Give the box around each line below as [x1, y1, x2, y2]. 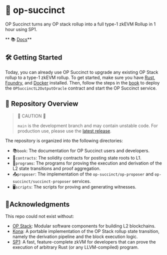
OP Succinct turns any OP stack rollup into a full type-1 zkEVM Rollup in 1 [5, 21, 156, 27]
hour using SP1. [5, 26, 37, 32]
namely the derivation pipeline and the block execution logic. [12, 233, 138, 239]
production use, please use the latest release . [17, 127, 111, 134]
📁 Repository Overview [5, 99, 78, 108]
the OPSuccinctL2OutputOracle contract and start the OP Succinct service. [5, 85, 157, 91]
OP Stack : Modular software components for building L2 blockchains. [12, 223, 156, 229]
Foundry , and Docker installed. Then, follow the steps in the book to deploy [5, 79, 160, 85]
